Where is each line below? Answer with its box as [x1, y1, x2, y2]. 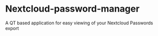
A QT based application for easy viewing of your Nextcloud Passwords [5, 20, 153, 26]
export [5, 25, 19, 31]
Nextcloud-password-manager [5, 3, 140, 15]
